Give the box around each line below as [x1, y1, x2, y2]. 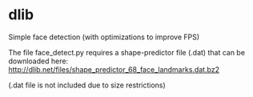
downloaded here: [8, 56, 69, 66]
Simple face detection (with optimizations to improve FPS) [8, 32, 200, 42]
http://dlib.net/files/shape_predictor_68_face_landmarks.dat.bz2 [8, 64, 220, 74]
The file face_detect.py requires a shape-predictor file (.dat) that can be [8, 47, 246, 57]
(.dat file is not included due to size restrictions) [8, 80, 166, 90]
